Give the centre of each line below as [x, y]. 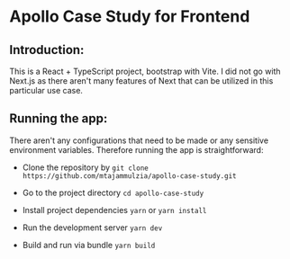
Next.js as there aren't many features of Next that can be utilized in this [141, 81]
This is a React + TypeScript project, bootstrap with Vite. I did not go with [145, 71]
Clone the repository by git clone [85, 167]
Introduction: [47, 50]
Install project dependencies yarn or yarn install [114, 210]
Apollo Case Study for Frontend [130, 17]
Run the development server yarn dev [92, 228]
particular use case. [46, 90]
